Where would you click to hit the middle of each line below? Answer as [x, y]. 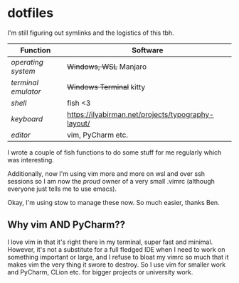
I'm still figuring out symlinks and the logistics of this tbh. [91, 33]
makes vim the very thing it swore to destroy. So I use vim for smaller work [117, 265]
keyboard [27, 118]
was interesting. [31, 160]
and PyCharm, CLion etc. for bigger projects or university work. [100, 272]
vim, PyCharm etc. [98, 135]
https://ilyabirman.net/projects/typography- [141, 114]
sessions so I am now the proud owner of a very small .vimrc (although [111, 181]
